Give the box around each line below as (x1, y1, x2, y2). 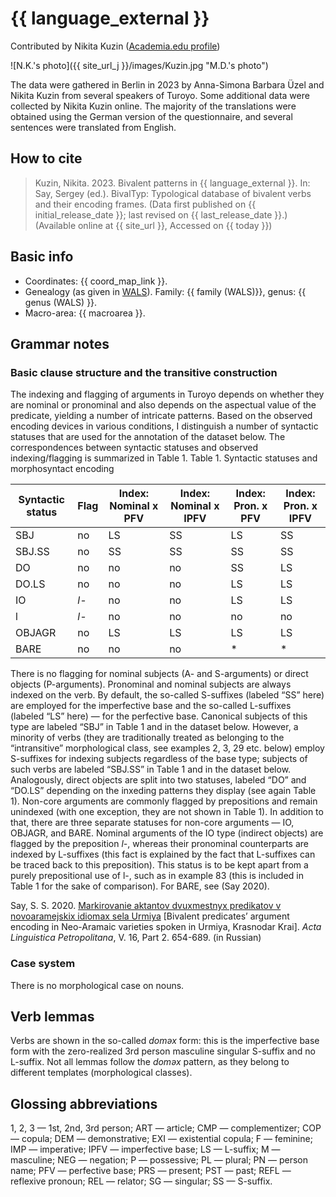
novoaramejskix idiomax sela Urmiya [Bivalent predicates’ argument (10, 910, 290, 922)
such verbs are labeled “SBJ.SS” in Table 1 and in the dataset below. (10, 763, 292, 776)
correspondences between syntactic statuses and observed (10, 442, 259, 454)
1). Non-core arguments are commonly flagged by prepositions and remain (10, 795, 318, 807)
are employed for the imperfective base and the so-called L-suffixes (10, 700, 292, 712)
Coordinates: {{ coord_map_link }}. (24, 275, 168, 287)
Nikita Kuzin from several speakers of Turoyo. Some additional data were (10, 89, 310, 101)
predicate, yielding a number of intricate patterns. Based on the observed (10, 410, 313, 422)
